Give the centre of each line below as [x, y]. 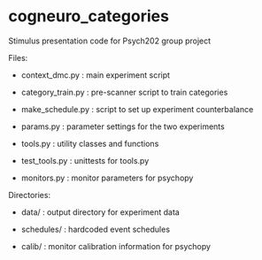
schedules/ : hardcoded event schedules [95, 229]
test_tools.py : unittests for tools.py [85, 160]
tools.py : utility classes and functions [90, 143]
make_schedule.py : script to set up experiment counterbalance [137, 109]
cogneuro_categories [89, 16]
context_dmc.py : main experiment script [95, 75]
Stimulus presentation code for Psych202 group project [110, 41]
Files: [18, 57]
